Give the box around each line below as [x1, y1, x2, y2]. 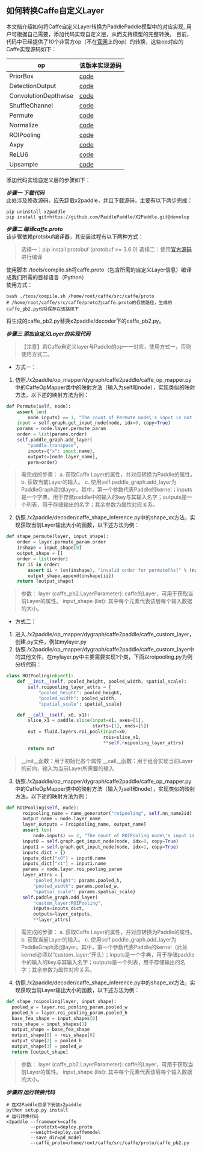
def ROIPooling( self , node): [6, 805, 79, 811]
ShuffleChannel [9, 101, 53, 110]
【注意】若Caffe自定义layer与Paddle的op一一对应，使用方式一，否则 [20, 343, 191, 350]
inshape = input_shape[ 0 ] [17, 545, 82, 551]
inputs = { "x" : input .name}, [28, 448, 96, 454]
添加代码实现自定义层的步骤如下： [6, 176, 91, 183]
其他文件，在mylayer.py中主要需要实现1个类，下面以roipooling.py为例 [20, 653, 192, 660]
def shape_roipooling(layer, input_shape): [6, 999, 117, 1005]
